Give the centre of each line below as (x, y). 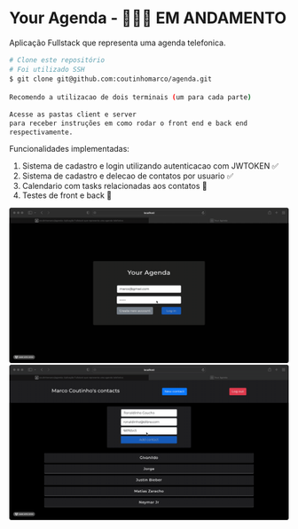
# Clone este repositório (57, 60)
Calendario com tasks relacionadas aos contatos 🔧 (115, 186)
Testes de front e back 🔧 (67, 195)
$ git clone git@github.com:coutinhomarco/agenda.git (111, 79)
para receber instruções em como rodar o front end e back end (129, 123)
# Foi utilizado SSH (47, 69)
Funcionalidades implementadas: (70, 149)
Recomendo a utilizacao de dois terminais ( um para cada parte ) (130, 98)
